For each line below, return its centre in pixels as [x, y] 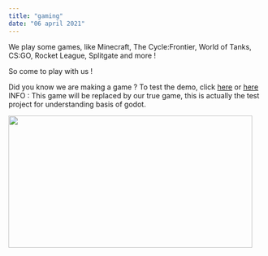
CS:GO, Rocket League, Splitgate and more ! [82, 55]
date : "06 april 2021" [47, 24]
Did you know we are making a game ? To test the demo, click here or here [134, 87]
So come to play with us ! [51, 71]
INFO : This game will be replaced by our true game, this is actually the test [134, 95]
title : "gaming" [36, 16]
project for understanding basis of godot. [77, 104]
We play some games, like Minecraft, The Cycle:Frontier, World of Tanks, [130, 46]
